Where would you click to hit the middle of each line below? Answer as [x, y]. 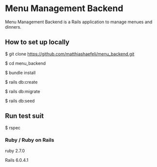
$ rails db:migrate [23, 91]
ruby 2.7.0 [15, 151]
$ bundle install [20, 73]
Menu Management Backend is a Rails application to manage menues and [79, 22]
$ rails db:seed [20, 101]
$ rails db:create [21, 82]
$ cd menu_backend [25, 63]
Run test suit [24, 116]
